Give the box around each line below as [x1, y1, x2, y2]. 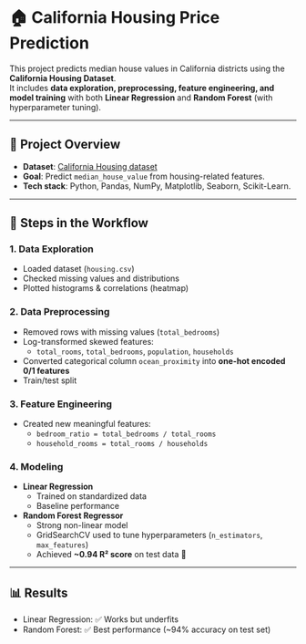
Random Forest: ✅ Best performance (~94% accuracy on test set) [22, 624, 271, 635]
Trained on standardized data [36, 491, 148, 502]
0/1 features [22, 365, 70, 376]
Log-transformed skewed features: [22, 336, 155, 347]
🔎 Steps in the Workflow [9, 215, 148, 231]
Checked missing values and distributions [22, 273, 180, 284]
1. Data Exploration [9, 243, 94, 255]
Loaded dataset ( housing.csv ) [22, 264, 135, 275]
